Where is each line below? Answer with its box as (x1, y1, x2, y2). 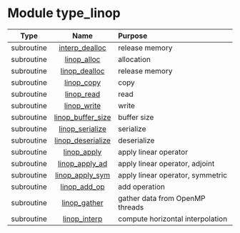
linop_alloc (64, 54, 101, 64)
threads (117, 202, 144, 212)
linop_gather (61, 197, 104, 207)
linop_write (64, 100, 101, 110)
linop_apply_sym (54, 170, 111, 180)
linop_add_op (60, 182, 105, 192)
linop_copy (64, 77, 101, 87)
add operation (117, 182, 166, 192)
